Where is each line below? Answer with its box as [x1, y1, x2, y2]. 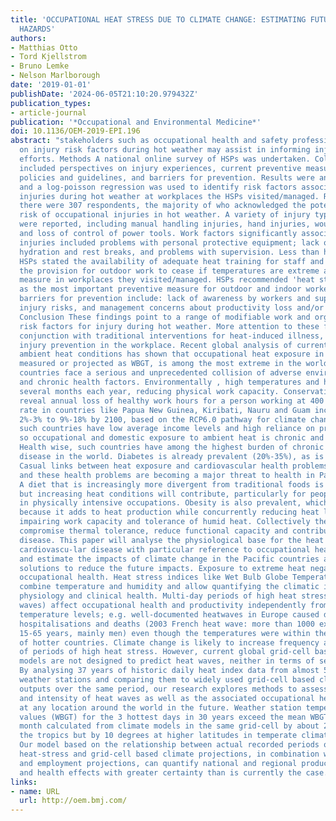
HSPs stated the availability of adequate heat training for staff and [19, 256, 325, 266]
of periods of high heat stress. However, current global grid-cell [19, 647, 311, 657]
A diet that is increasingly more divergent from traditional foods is [19, 479, 325, 490]
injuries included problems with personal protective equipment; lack [19, 237, 320, 248]
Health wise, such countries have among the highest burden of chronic [19, 442, 325, 453]
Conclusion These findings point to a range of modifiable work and [19, 312, 311, 322]
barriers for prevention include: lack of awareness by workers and [19, 294, 311, 304]
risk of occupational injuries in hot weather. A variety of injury [19, 210, 311, 220]
